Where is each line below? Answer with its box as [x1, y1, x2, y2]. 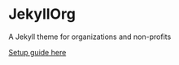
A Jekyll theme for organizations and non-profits [8, 32, 172, 41]
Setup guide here [8, 47, 67, 57]
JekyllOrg [8, 5, 76, 24]
